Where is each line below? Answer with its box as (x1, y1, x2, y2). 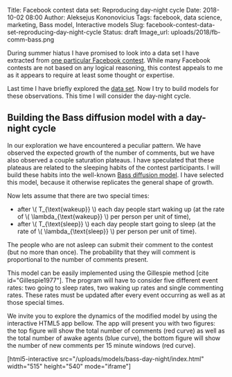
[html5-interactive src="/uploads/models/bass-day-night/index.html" (7, 354, 204, 363)
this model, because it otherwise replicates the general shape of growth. (7, 178, 214, 186)
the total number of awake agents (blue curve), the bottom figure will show (7, 333, 221, 342)
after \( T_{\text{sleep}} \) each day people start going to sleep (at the (17, 219, 216, 228)
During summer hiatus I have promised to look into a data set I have (7, 49, 199, 57)
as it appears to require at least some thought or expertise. (7, 71, 175, 79)
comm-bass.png (7, 35, 55, 44)
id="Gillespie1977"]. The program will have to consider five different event (7, 276, 218, 284)
